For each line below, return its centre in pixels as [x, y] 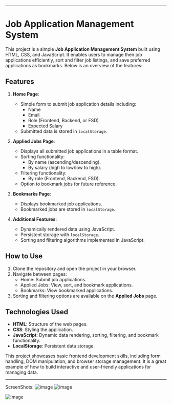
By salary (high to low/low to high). [64, 167]
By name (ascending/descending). [64, 162]
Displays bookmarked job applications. [61, 204]
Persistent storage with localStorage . [60, 235]
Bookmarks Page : [32, 194]
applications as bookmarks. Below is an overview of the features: [74, 65]
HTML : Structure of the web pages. [50, 324]
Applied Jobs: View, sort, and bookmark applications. [77, 285]
